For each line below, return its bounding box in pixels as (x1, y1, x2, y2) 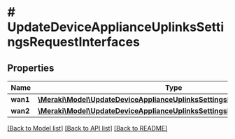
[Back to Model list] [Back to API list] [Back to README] (7, 124, 168, 132)
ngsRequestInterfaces (7, 34, 140, 50)
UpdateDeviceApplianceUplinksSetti (7, 19, 225, 35)
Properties (7, 62, 55, 74)
